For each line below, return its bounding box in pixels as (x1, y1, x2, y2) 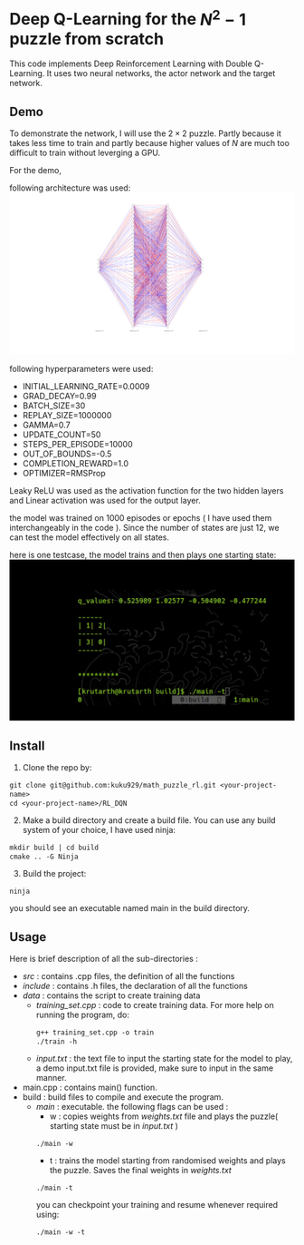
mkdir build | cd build (9, 843, 100, 853)
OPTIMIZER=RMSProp (22, 468, 106, 479)
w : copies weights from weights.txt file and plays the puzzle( (49, 1111, 279, 1122)
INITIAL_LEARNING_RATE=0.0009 (22, 381, 150, 392)
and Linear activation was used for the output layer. (9, 495, 201, 506)
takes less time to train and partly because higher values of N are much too (9, 138, 290, 149)
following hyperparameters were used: (9, 364, 154, 375)
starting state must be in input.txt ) (49, 1121, 179, 1132)
